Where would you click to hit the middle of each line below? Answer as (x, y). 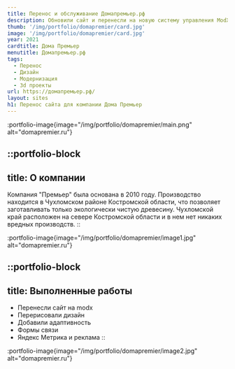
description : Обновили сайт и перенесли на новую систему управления (111, 20)
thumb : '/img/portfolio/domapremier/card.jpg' (76, 27)
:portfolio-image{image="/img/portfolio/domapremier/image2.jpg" (102, 351)
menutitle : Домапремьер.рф (47, 53)
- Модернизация (36, 79)
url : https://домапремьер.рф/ (51, 92)
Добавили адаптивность (54, 323)
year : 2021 (23, 40)
